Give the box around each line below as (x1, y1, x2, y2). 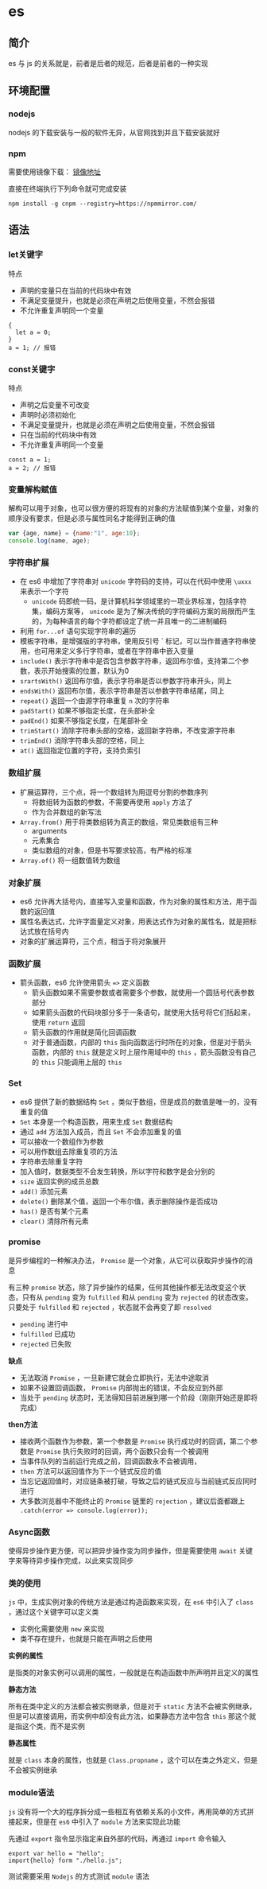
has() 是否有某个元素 (19, 1206, 89, 1215)
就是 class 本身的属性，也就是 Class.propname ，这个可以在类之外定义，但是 (8, 1755, 258, 1765)
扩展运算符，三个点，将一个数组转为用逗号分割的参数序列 (19, 787, 208, 797)
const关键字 (8, 363, 56, 375)
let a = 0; (15, 328, 52, 336)
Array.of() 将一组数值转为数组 (19, 855, 121, 865)
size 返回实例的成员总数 (19, 1176, 99, 1186)
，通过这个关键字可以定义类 (8, 1607, 99, 1617)
